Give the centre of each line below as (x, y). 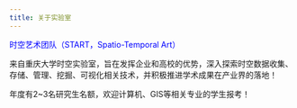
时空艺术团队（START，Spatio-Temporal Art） (95, 44)
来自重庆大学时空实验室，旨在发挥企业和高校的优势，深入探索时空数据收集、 (151, 63)
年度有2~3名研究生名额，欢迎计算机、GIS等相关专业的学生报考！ (130, 94)
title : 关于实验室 (40, 18)
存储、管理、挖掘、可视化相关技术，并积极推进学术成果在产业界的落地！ (143, 75)
